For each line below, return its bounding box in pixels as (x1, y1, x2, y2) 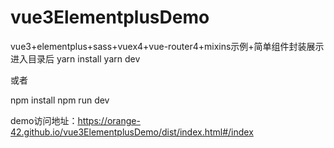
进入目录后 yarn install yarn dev (10, 52, 141, 65)
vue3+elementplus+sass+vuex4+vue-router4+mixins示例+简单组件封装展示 (10, 40, 325, 52)
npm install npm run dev (10, 94, 110, 106)
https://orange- (77, 114, 141, 126)
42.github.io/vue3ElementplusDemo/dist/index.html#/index (10, 126, 254, 138)
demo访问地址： (10, 114, 78, 126)
